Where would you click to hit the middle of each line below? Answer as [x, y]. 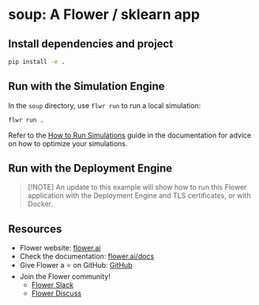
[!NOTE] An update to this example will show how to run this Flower [137, 187]
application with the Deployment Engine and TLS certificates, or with [139, 196]
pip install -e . [37, 62]
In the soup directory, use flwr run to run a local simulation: [105, 105]
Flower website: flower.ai [60, 248]
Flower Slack [52, 285]
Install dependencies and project [91, 44]
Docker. [40, 204]
